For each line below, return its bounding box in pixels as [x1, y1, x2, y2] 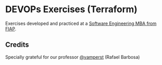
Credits [5, 41, 29, 49]
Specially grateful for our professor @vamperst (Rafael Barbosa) [5, 54, 140, 60]
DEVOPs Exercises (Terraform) [5, 4, 138, 15]
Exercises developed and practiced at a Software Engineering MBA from [5, 20, 157, 26]
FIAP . [5, 25, 17, 31]
